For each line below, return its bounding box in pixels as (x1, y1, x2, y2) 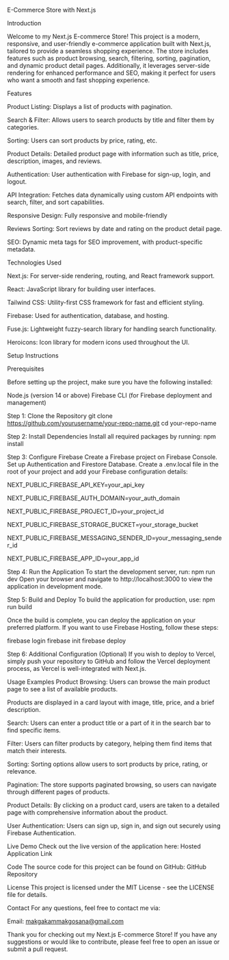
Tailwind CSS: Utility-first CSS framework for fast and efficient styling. (7, 298, 204, 306)
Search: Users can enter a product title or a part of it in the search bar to (7, 719, 211, 727)
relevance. (7, 767, 37, 775)
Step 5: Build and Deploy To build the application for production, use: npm (7, 595, 215, 604)
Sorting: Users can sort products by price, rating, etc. (7, 136, 158, 145)
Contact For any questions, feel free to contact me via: (7, 904, 161, 912)
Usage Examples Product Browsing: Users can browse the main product (7, 678, 211, 686)
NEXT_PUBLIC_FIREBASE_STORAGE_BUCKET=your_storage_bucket (7, 521, 198, 528)
